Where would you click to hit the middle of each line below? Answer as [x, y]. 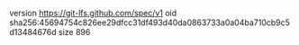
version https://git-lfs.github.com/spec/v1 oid [93, 13]
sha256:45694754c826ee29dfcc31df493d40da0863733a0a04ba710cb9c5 [150, 22]
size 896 [74, 32]
